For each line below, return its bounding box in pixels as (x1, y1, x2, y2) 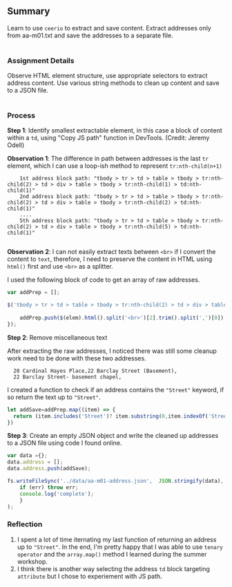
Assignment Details (7, 55, 75, 65)
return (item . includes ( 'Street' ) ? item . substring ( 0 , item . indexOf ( (13, 412, 209, 420)
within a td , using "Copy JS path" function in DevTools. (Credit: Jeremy (7, 134, 210, 142)
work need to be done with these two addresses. (7, 354, 146, 362)
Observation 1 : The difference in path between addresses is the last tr (7, 155, 209, 163)
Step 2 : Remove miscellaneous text (7, 333, 108, 341)
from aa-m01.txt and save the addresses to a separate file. (7, 31, 174, 39)
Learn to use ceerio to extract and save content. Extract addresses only (7, 23, 212, 32)
